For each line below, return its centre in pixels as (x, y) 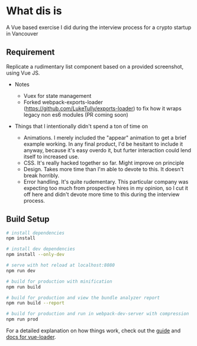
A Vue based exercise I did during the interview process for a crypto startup (98, 27)
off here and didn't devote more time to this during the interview (101, 194)
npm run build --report (35, 303)
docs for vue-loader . (31, 337)
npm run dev (21, 271)
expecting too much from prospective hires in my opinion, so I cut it (106, 188)
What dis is (34, 11)
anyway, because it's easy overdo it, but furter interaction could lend (107, 150)
